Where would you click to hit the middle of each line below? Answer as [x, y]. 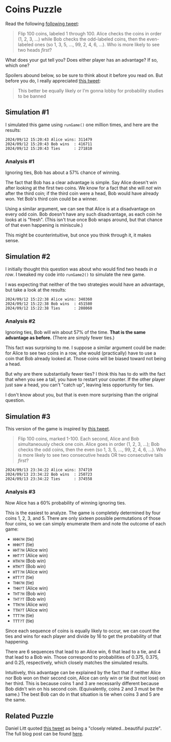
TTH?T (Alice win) [30, 610]
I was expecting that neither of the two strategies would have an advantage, [85, 284]
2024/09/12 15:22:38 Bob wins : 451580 [49, 304]
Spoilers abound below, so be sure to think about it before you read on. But [84, 75]
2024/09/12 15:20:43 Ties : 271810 [49, 148]
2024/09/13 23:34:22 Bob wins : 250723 [49, 474]
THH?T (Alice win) [30, 588]
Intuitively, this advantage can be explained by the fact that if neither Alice [83, 673]
